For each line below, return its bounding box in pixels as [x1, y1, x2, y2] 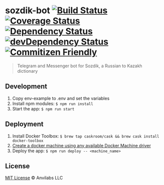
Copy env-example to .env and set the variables [12, 95, 110, 101]
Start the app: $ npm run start [12, 106, 75, 111]
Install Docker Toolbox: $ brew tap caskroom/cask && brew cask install [12, 133, 160, 139]
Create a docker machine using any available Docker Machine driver [12, 142, 151, 148]
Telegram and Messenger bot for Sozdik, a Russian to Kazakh [17, 63, 143, 69]
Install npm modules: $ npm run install [12, 101, 94, 106]
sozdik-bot [5, 5, 50, 16]
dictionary [17, 68, 38, 74]
